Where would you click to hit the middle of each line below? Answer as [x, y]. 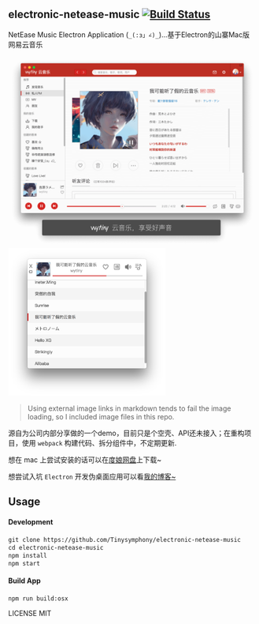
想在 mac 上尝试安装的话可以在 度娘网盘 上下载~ [85, 460]
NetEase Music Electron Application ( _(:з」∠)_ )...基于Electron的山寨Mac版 [129, 34]
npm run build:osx [38, 598]
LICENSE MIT [30, 613]
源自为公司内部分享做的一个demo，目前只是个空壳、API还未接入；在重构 [126, 433]
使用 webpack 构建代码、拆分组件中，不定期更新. [99, 442]
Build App [24, 581]
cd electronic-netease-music [56, 547]
